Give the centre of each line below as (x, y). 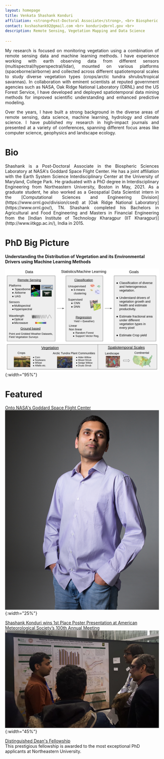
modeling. (15, 102)
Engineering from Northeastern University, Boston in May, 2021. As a (82, 187)
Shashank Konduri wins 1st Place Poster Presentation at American (71, 623)
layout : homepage (23, 10)
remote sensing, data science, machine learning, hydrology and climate (82, 117)
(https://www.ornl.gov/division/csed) (42, 202)
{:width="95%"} (21, 374)
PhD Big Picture (37, 243)
